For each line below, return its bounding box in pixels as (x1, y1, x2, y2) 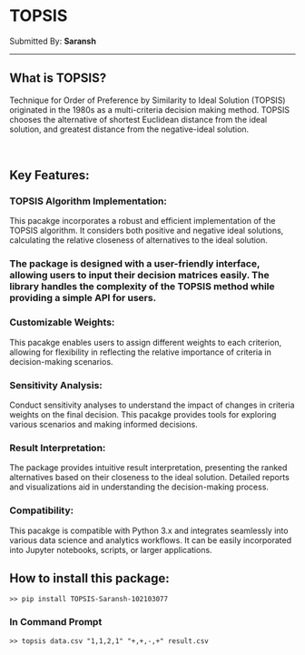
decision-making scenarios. (9, 356, 113, 367)
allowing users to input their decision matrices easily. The (9, 269, 270, 282)
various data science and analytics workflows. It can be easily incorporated (9, 534, 292, 546)
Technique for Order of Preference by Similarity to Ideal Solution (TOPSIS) (9, 95, 286, 106)
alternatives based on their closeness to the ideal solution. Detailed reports (9, 472, 290, 483)
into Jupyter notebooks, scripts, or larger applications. (9, 544, 212, 555)
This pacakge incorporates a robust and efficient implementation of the (9, 216, 276, 227)
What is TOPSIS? (9, 70, 107, 86)
